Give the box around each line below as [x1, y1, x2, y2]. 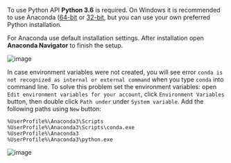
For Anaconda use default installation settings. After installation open [7, 34, 205, 42]
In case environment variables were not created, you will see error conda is [7, 68, 223, 76]
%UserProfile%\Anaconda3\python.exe [7, 136, 113, 143]
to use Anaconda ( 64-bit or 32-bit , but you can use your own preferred [7, 13, 210, 21]
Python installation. [7, 21, 62, 28]
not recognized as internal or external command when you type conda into [7, 75, 224, 84]
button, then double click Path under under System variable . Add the [7, 97, 204, 106]
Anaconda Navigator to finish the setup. [7, 41, 123, 49]
